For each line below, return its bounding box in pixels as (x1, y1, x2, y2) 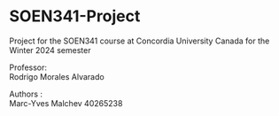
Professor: (9, 62, 47, 73)
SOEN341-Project (9, 6, 141, 27)
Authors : (9, 89, 43, 99)
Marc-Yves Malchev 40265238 (9, 97, 123, 108)
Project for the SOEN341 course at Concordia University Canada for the (9, 35, 270, 46)
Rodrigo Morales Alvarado (9, 71, 105, 81)
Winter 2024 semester (9, 44, 91, 55)
